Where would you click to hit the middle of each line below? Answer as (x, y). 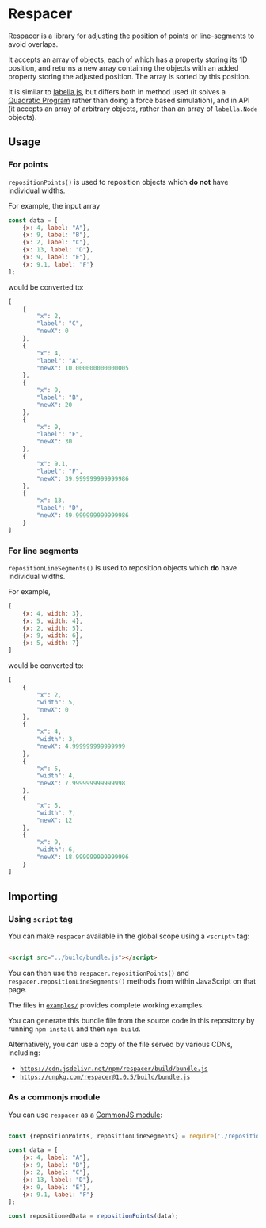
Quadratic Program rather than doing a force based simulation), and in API (129, 100)
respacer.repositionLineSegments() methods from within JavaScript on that (132, 981)
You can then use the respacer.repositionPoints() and (99, 973)
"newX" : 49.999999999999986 (83, 516)
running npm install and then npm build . (74, 1029)
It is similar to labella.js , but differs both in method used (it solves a (117, 91)
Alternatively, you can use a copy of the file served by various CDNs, (121, 1045)
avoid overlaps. (33, 44)
